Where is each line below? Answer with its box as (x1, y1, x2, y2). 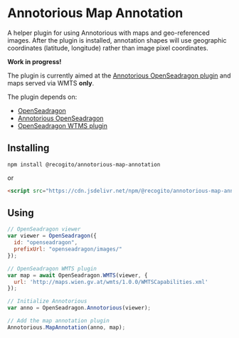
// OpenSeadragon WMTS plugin (7, 265, 97, 272)
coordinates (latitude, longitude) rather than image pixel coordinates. (7, 43, 208, 52)
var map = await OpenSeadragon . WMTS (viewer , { (7, 272, 148, 279)
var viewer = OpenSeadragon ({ (7, 233, 97, 240)
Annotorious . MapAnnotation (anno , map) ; (7, 324, 126, 331)
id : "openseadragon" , (14, 239, 78, 246)
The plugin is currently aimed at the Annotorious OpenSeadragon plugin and (7, 71, 231, 80)
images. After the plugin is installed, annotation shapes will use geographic (7, 36, 227, 44)
